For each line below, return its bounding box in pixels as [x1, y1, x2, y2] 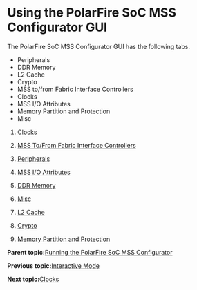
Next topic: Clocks [7, 275, 59, 283]
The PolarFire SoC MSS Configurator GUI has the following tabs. [7, 42, 191, 50]
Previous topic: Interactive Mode [7, 261, 100, 270]
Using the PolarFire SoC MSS [7, 5, 177, 21]
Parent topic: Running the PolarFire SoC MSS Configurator [7, 248, 173, 256]
